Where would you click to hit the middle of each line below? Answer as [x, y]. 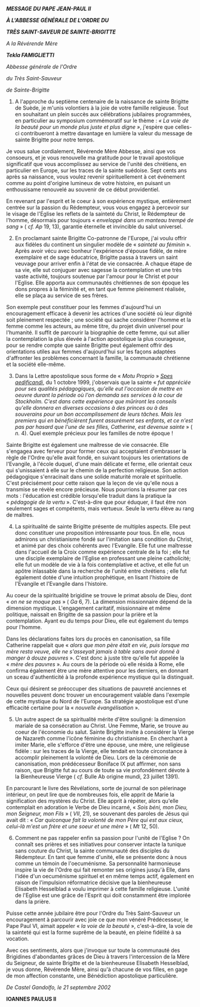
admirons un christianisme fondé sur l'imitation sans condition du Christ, [104, 539]
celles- [184, 127]
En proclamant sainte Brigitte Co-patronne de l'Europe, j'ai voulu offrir [101, 238]
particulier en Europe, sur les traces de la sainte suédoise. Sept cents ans [96, 170]
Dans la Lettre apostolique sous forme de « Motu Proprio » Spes [94, 376]
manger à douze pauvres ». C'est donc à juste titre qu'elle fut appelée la [95, 658]
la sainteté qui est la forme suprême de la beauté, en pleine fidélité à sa [94, 932]
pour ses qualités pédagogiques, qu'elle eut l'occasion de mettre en [99, 388]
